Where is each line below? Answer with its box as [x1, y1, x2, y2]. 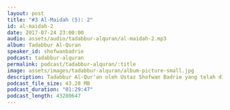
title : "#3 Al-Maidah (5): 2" [7, 16, 94, 23]
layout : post [7, 10, 44, 17]
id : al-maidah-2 [7, 23, 53, 29]
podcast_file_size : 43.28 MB [7, 80, 90, 87]
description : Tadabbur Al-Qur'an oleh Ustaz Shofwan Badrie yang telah [7, 73, 216, 81]
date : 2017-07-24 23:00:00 [7, 29, 84, 36]
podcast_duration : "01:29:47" [7, 86, 94, 93]
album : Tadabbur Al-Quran [7, 42, 81, 49]
